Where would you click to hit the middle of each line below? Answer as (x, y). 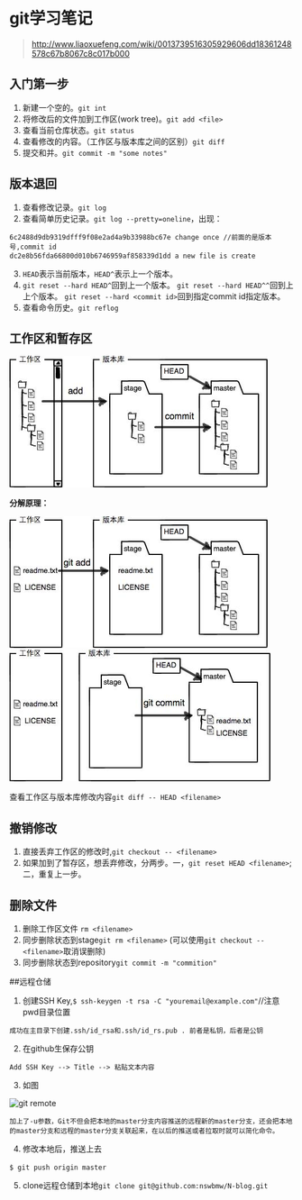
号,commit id (33, 247)
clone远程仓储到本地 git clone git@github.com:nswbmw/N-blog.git (145, 1185)
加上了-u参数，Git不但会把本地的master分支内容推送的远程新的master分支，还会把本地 (151, 1122)
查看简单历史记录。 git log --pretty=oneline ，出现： (122, 218)
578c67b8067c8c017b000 (81, 53)
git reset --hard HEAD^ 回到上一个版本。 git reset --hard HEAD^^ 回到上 (158, 285)
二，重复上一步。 (54, 874)
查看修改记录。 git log (64, 207)
